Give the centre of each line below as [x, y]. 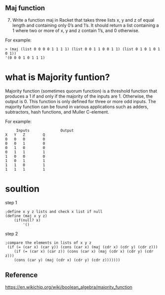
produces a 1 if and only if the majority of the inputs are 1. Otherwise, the [79, 96]
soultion [22, 189]
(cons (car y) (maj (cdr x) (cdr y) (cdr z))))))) [67, 260]
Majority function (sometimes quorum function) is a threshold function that [81, 91]
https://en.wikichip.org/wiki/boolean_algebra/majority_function [69, 287]
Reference [21, 275]
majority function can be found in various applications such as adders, [77, 107]
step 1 [11, 202]
